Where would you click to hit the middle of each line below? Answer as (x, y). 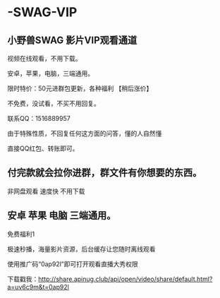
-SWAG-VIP (42, 12)
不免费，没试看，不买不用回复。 (54, 103)
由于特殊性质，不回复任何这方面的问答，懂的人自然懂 (85, 133)
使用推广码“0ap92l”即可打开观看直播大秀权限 (73, 264)
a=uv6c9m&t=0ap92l (38, 287)
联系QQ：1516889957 (39, 118)
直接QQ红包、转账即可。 (43, 148)
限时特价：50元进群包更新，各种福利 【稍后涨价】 (80, 88)
